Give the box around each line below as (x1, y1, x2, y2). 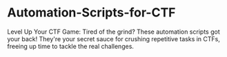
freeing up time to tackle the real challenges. (7, 42, 135, 50)
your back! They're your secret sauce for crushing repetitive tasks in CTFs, (7, 34, 221, 43)
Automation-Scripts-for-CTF (7, 5, 176, 21)
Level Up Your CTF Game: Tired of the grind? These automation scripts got (7, 27, 220, 36)
